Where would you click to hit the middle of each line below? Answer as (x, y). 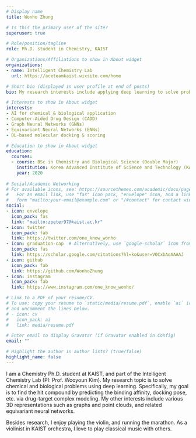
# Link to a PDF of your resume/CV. (50, 298)
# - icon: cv (22, 314)
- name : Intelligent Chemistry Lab (49, 70)
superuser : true (26, 33)
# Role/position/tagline (36, 44)
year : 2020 (30, 173)
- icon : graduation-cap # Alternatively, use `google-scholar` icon (92, 244)
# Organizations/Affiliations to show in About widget (74, 60)
